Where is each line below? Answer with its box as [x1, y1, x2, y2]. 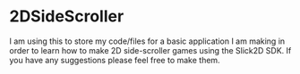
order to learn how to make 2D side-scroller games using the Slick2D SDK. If [9, 45, 292, 55]
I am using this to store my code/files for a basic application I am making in [9, 36, 286, 46]
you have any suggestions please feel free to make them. [9, 54, 221, 65]
